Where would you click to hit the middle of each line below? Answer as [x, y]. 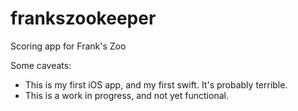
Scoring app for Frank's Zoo [68, 46]
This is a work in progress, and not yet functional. [126, 95]
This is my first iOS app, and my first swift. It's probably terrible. [156, 84]
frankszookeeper [83, 18]
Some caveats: [41, 65]
